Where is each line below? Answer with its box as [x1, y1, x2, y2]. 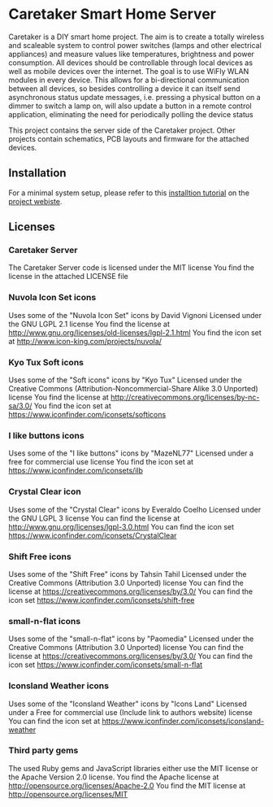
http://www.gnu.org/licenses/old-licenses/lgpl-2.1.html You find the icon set [8, 327, 262, 338]
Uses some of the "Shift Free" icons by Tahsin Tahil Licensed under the [8, 569, 247, 578]
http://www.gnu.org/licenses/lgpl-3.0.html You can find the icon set [8, 521, 234, 531]
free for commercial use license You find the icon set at [8, 457, 193, 467]
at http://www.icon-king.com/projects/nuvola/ [8, 336, 162, 346]
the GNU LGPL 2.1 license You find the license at [8, 319, 171, 329]
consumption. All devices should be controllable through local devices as [8, 58, 253, 68]
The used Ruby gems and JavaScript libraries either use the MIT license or [8, 763, 258, 773]
